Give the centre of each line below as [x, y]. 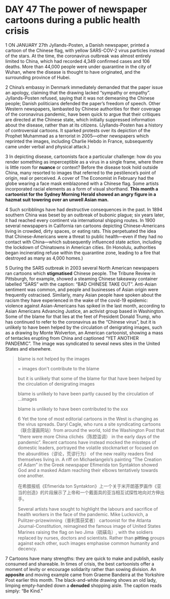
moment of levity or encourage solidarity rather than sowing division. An [81, 569]
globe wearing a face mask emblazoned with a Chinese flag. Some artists [82, 183]
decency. [27, 548]
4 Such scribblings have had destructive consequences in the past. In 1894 [84, 209]
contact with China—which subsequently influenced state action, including [83, 242]
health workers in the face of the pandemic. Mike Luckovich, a [83, 514]
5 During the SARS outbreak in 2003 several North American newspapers [82, 268]
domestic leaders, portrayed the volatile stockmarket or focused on [88, 448]
